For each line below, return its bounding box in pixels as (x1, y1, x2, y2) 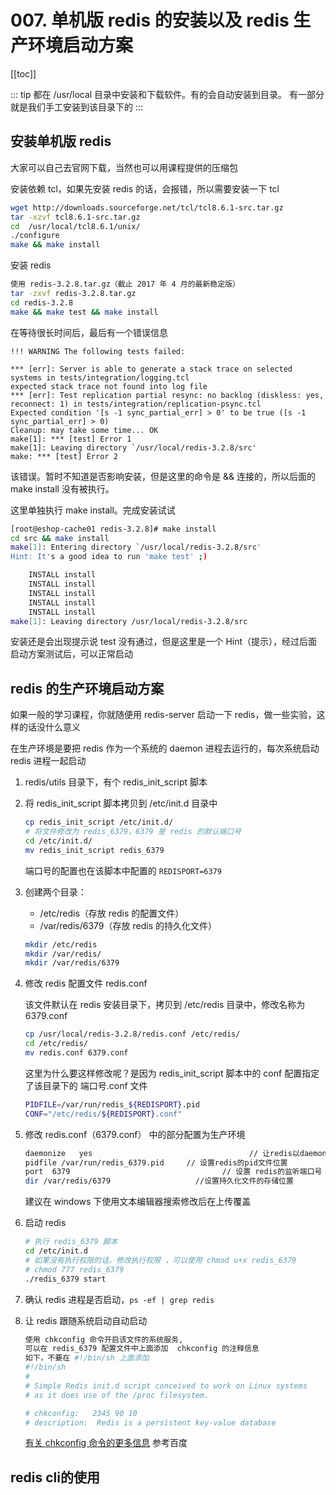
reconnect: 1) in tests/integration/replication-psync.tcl (10, 399, 262, 409)
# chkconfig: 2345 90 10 (24, 1408, 138, 1418)
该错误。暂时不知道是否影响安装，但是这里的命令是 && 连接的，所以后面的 (10, 470, 316, 482)
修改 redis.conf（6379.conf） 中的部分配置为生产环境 (24, 1128, 246, 1140)
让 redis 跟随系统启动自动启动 (24, 1314, 148, 1326)
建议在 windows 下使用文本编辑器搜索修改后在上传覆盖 (24, 1196, 252, 1208)
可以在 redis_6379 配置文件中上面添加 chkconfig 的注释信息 (24, 1344, 260, 1354)
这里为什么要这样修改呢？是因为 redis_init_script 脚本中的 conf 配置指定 (24, 1067, 320, 1079)
